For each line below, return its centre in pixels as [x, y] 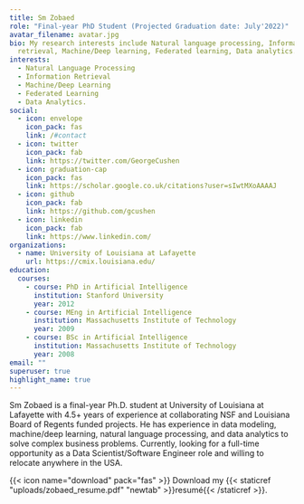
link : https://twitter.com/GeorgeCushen [103, 161]
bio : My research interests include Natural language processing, [137, 43]
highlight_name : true [50, 380]
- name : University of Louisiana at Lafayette [107, 253]
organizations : [38, 245]
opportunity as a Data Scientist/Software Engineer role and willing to [137, 453]
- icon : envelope [50, 119]
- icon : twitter [48, 144]
